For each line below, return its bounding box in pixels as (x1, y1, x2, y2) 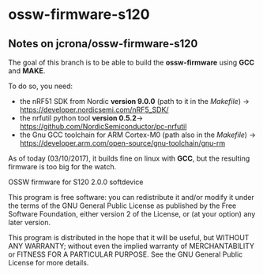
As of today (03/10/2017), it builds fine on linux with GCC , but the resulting (8, 154, 250, 163)
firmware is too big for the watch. (8, 162, 117, 171)
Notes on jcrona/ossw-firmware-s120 (8, 37, 198, 50)
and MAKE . (8, 66, 46, 76)
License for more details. (8, 258, 89, 267)
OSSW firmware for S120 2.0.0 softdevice (8, 177, 144, 187)
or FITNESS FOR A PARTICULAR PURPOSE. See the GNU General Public (8, 250, 243, 259)
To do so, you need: (8, 81, 73, 91)
